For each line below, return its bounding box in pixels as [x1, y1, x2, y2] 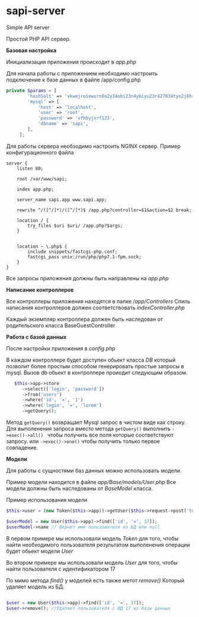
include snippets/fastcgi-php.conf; [27, 248, 118, 255]
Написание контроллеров [6, 286, 74, 293]
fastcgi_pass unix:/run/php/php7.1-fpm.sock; [27, 254, 142, 260]
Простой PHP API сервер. [6, 35, 71, 42]
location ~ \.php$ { [17, 243, 68, 249]
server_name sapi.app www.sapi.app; [17, 197, 108, 202]
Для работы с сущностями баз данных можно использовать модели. [6, 467, 182, 474]
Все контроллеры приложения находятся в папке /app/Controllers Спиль [6, 298, 191, 305]
